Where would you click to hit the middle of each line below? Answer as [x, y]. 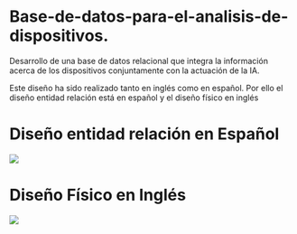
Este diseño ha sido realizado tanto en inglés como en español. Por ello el [146, 88]
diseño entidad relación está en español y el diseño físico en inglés [134, 98]
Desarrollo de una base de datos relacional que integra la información [139, 61]
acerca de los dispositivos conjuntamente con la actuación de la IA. [135, 70]
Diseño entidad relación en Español [144, 134]
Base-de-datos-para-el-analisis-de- [149, 17]
